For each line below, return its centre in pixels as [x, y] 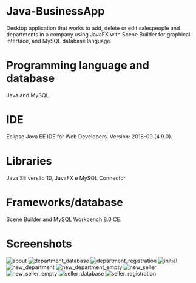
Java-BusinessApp [56, 11]
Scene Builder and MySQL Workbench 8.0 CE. [64, 219]
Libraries [29, 161]
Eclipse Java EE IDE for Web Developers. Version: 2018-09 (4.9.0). [90, 136]
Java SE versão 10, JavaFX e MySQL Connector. [67, 178]
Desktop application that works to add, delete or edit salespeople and [93, 28]
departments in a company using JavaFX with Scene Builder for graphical [98, 34]
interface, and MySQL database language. [59, 41]
